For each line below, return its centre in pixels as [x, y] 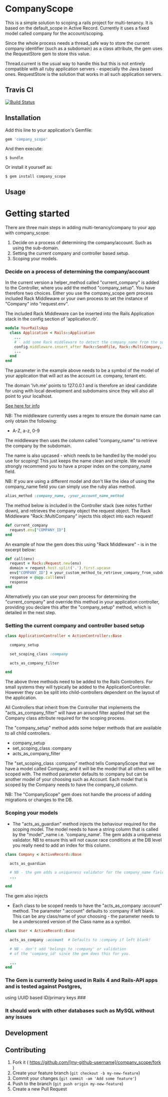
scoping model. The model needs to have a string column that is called [85, 829]
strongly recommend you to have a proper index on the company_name [79, 466]
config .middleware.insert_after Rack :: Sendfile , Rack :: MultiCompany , [88, 347]
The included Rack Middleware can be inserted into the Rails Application [80, 314]
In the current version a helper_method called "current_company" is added [82, 282]
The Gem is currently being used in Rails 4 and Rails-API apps [81, 980]
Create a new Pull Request [40, 1089]
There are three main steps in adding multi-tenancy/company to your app [80, 227]
